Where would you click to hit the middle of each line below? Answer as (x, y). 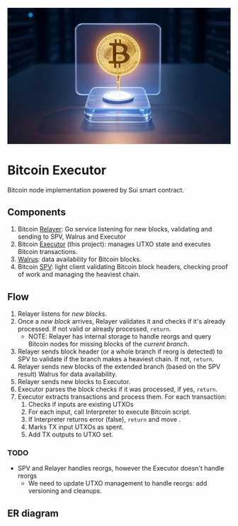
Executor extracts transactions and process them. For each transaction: (122, 397)
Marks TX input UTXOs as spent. (76, 427)
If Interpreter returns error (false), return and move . (104, 420)
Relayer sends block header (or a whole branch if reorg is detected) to (120, 351)
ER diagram (33, 513)
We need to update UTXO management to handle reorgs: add (118, 483)
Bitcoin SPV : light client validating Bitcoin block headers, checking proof (123, 267)
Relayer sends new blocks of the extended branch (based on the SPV (119, 367)
